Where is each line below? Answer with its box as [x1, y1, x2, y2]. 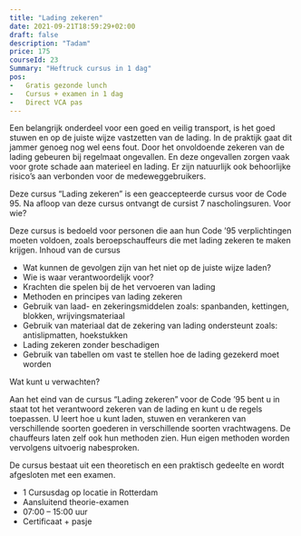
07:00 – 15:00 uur [22, 506, 88, 518]
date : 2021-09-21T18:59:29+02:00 [9, 22, 136, 31]
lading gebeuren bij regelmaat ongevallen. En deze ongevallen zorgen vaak [9, 152, 290, 163]
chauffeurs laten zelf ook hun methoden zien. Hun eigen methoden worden [9, 432, 290, 443]
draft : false [9, 30, 59, 39]
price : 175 [9, 47, 51, 56]
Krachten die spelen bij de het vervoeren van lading [22, 282, 216, 293]
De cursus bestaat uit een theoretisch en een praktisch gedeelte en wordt [9, 460, 285, 471]
